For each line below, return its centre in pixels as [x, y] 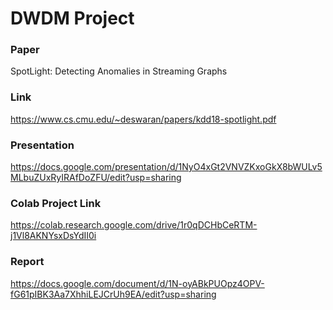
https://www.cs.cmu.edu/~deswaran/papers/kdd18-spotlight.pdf [143, 119]
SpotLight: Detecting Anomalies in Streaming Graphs [119, 71]
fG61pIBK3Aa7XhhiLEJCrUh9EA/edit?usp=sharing [113, 294]
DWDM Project [72, 18]
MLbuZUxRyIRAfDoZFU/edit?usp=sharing [96, 178]
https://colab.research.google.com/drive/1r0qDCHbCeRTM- [134, 225]
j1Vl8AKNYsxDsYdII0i [53, 236]
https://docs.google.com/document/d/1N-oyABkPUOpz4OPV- [137, 283]
